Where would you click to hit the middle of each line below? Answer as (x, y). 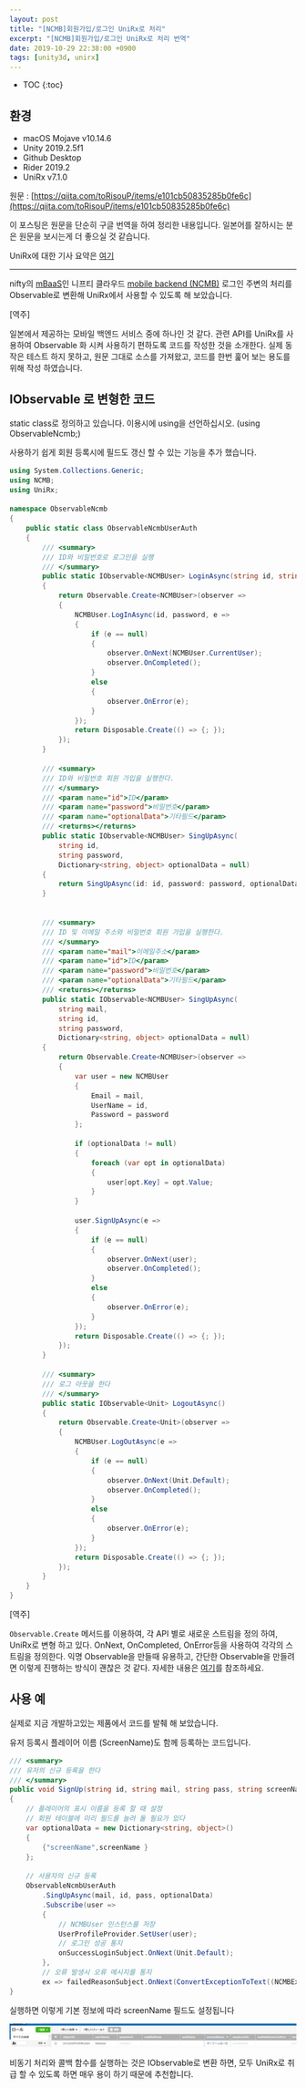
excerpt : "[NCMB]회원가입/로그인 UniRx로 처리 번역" (100, 38)
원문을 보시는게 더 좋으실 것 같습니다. (84, 236)
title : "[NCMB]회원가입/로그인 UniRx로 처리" (88, 29)
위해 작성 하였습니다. (46, 367)
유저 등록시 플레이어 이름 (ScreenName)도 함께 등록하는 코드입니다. (130, 1742)
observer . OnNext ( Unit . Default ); (168, 1480)
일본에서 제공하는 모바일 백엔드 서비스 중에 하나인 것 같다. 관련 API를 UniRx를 (147, 334)
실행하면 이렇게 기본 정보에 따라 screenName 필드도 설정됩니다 (122, 2010)
